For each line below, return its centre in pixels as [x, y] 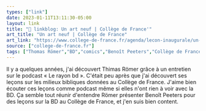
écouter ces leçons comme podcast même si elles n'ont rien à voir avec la [100, 88]
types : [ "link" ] [27, 12]
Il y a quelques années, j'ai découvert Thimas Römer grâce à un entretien [99, 69]
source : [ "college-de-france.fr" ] [51, 46]
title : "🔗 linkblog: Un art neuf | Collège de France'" [79, 29]
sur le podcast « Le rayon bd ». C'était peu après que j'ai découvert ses [97, 75]
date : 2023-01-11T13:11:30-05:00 [49, 18]
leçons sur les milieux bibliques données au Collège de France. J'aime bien [101, 82]
